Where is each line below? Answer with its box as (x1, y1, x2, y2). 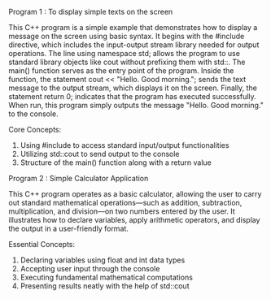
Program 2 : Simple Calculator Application (8, 174, 149, 183)
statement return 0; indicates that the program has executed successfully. (8, 92, 256, 101)
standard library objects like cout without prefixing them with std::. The (8, 57, 246, 67)
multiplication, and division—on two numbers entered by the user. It (8, 206, 235, 216)
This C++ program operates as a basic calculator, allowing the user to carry (8, 189, 262, 198)
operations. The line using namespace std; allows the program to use (8, 49, 240, 58)
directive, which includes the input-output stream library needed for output (8, 40, 260, 50)
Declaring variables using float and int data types (20, 255, 186, 265)
